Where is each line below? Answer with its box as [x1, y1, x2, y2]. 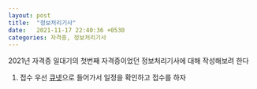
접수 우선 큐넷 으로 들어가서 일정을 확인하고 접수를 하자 [19, 72, 187, 83]
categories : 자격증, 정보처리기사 [8, 33, 106, 42]
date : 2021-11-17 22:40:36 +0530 [8, 26, 125, 34]
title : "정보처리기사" [8, 19, 76, 27]
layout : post [8, 11, 51, 20]
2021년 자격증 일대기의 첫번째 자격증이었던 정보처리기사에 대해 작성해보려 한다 [8, 56, 250, 65]
